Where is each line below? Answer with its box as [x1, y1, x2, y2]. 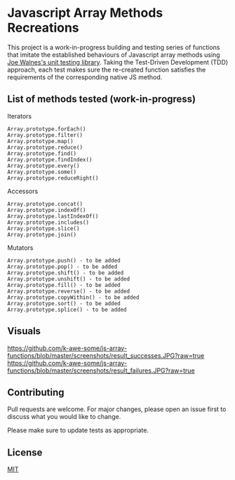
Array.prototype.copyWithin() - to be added [7, 293, 140, 301]
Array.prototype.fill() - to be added [7, 281, 121, 288]
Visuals [7, 325, 41, 338]
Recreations [7, 20, 79, 36]
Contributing [7, 386, 65, 398]
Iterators [7, 112, 32, 120]
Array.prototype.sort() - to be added [7, 300, 121, 307]
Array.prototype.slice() [7, 225, 80, 232]
